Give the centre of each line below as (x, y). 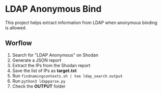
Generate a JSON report (37, 60)
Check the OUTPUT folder (39, 86)
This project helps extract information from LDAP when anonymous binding (81, 23)
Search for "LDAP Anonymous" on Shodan (55, 55)
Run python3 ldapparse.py (39, 81)
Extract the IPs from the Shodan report (51, 65)
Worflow (19, 43)
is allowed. (16, 27)
